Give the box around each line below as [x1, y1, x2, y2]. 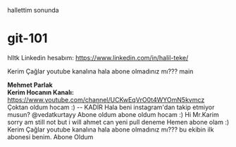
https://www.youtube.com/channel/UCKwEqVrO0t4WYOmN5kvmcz [7, 95, 205, 104]
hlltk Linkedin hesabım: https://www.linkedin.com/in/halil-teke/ [7, 53, 189, 62]
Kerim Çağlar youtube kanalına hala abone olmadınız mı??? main [7, 66, 194, 76]
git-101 [7, 31, 48, 46]
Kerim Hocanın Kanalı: [7, 87, 74, 97]
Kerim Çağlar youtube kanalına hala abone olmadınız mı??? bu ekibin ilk [7, 125, 214, 134]
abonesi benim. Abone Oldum [7, 132, 94, 141]
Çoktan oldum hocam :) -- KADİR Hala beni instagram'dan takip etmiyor [7, 103, 215, 111]
